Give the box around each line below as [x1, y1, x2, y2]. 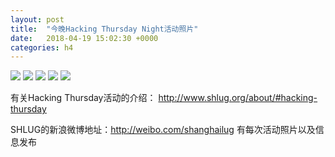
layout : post [10, 14, 65, 25]
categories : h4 [10, 42, 74, 53]
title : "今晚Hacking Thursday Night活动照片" [10, 24, 199, 34]
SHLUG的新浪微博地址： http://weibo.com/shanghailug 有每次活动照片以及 [10, 124, 316, 136]
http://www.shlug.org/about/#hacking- [158, 92, 318, 104]
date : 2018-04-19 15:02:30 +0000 [10, 33, 159, 43]
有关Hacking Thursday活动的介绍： [10, 92, 157, 104]
